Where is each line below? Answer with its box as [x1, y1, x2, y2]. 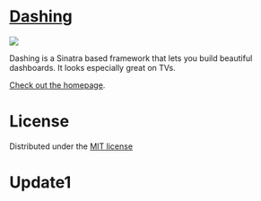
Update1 [9, 172, 72, 193]
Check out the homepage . [9, 79, 106, 91]
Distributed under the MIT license [9, 141, 133, 152]
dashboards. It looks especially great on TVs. [9, 62, 177, 73]
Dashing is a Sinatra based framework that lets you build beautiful [9, 52, 253, 64]
